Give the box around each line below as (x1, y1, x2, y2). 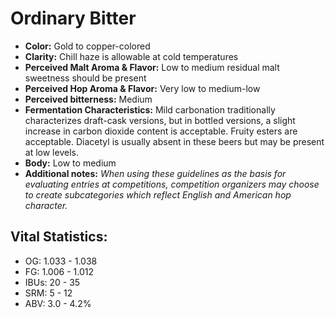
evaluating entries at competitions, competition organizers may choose (24, 178, 320, 190)
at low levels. (24, 146, 79, 158)
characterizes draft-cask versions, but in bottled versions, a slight (24, 114, 296, 126)
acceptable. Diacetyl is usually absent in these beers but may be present (24, 135, 325, 147)
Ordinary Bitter (10, 7, 137, 30)
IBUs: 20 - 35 (24, 276, 81, 288)
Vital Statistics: (10, 228, 108, 246)
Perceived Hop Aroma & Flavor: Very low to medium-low (24, 82, 261, 94)
